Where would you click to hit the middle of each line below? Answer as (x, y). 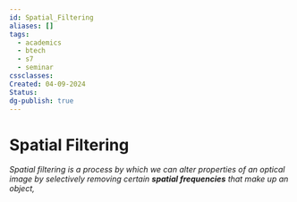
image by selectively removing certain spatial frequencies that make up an (149, 179)
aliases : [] (31, 26)
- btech (32, 51)
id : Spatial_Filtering (51, 17)
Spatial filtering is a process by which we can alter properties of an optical (147, 170)
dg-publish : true (42, 101)
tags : (19, 34)
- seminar (35, 68)
